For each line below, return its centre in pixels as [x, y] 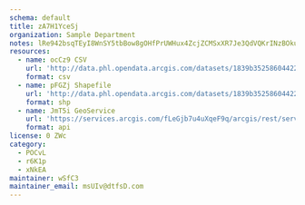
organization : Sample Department [73, 34]
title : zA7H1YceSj [44, 26]
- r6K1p [32, 161]
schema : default [40, 18]
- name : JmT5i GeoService [67, 111]
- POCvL [32, 152]
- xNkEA [32, 170]
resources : [30, 52]
